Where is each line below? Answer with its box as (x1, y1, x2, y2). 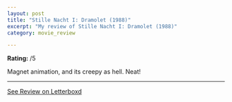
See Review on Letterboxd (7, 88, 82, 96)
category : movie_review (7, 29, 76, 37)
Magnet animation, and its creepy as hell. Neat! (7, 68, 142, 76)
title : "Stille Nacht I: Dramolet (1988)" (7, 17, 131, 23)
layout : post (7, 10, 45, 17)
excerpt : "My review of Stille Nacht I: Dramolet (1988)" (7, 23, 177, 30)
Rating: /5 (7, 54, 36, 63)
